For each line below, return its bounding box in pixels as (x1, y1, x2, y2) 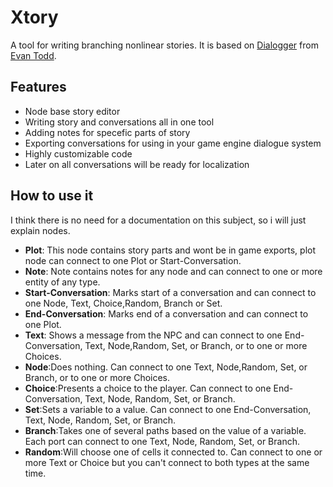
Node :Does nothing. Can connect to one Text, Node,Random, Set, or (24, 361, 308, 373)
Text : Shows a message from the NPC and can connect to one (24, 329, 283, 341)
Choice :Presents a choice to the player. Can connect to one (24, 382, 272, 394)
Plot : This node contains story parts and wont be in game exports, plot (24, 244, 317, 256)
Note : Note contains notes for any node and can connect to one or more (24, 265, 323, 277)
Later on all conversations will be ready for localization (24, 158, 250, 170)
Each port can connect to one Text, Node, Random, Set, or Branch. (24, 435, 300, 447)
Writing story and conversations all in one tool (24, 116, 215, 128)
